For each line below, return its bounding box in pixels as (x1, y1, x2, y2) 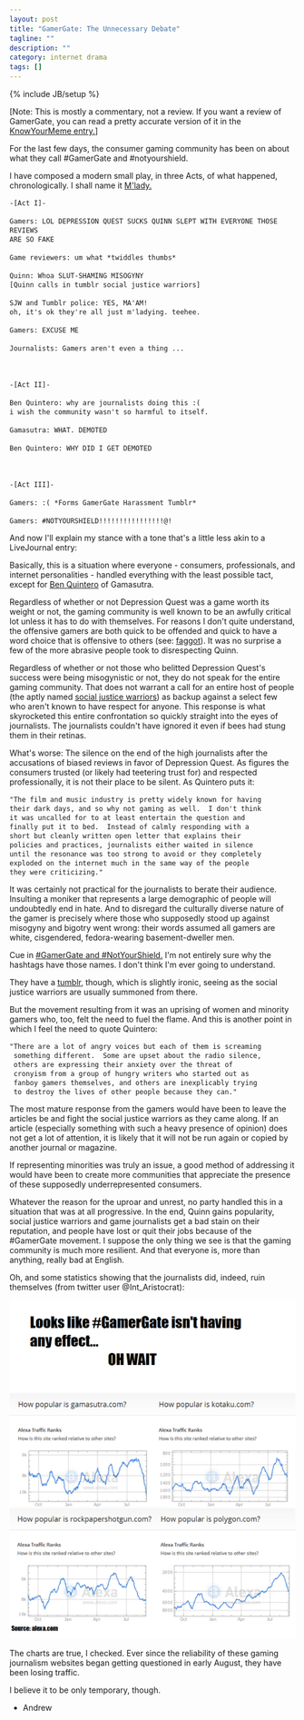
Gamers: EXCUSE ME (9, 326, 79, 335)
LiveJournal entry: (9, 542, 78, 553)
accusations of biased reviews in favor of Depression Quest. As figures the (9, 757, 289, 767)
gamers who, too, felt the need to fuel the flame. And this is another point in (9, 1013, 292, 1024)
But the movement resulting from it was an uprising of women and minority (9, 1004, 289, 1014)
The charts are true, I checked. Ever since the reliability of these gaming (9, 1648, 279, 1659)
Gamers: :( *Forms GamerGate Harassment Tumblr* (9, 499, 197, 508)
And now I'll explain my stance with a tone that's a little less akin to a (9, 532, 266, 543)
